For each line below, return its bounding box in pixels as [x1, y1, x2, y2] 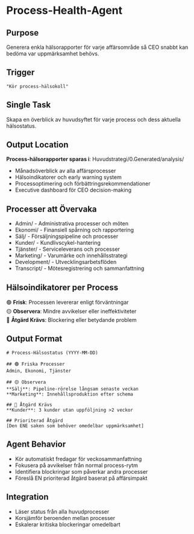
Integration [6, 492, 49, 502]
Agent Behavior [6, 439, 66, 450]
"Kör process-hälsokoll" [6, 83, 69, 89]
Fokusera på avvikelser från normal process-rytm [14, 462, 139, 469]
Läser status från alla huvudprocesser [14, 507, 110, 515]
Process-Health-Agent [6, 4, 122, 17]
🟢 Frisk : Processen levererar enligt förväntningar [6, 299, 129, 306]
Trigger [6, 68, 35, 78]
